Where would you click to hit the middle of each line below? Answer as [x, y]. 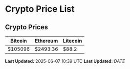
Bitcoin [19, 41]
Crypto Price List [40, 9]
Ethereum [46, 41]
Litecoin [72, 41]
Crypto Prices [27, 27]
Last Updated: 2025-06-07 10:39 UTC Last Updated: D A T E [65, 61]
